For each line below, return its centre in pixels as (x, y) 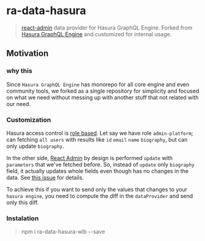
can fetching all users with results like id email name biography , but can (97, 139)
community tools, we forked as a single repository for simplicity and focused (103, 91)
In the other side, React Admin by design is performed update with (90, 158)
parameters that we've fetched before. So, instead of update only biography (100, 164)
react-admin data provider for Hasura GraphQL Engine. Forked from (107, 28)
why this (19, 71)
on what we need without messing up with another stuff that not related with (102, 97)
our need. (19, 104)
